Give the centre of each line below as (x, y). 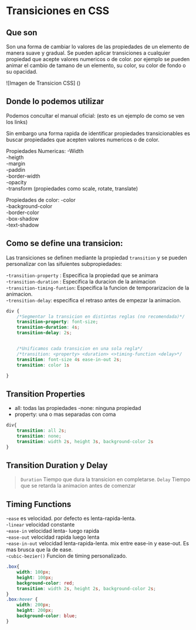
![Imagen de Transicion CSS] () (43, 83)
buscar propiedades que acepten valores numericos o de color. (83, 139)
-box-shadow (23, 218)
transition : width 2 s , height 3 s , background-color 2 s (85, 441)
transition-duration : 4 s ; (48, 328)
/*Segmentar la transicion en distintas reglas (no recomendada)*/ (101, 316)
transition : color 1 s (43, 365)
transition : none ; (39, 436)
